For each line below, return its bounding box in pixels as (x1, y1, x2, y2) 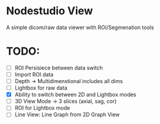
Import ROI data (14, 71, 54, 78)
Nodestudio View (6, 4, 93, 18)
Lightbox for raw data (14, 84, 68, 91)
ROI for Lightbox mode (14, 104, 70, 112)
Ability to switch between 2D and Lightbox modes (14, 91, 136, 98)
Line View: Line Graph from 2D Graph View (14, 111, 120, 118)
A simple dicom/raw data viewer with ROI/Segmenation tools (6, 24, 154, 31)
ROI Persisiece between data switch (14, 64, 103, 71)
